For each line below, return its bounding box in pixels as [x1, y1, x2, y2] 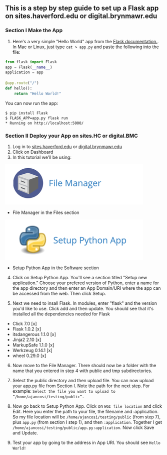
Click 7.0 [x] [12, 321, 37, 327]
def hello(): [5, 86, 32, 91]
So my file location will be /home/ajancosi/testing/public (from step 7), [12, 414, 161, 420]
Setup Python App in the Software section [12, 265, 99, 271]
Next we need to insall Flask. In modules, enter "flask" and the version [12, 300, 157, 306]
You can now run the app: [5, 100, 58, 106]
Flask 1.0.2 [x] [12, 326, 41, 332]
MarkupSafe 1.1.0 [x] [12, 342, 54, 348]
